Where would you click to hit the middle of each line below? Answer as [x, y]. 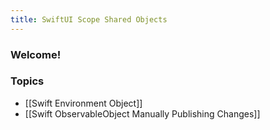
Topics [27, 81]
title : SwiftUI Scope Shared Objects [89, 19]
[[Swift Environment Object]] [83, 103]
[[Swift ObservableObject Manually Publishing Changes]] [142, 113]
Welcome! [36, 54]
